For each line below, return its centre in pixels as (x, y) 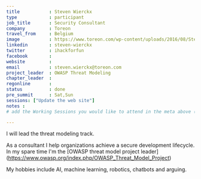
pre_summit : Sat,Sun (40, 95)
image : (29, 39)
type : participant (45, 17)
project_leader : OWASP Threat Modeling (59, 73)
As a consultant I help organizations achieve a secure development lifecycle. (100, 145)
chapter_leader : (29, 78)
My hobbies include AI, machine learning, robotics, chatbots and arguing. (97, 169)
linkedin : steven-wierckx (49, 45)
